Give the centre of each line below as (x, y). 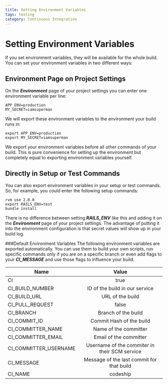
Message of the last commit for (120, 359)
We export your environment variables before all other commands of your (81, 147)
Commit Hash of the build (120, 320)
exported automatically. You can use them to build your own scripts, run (79, 248)
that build (120, 365)
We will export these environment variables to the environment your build (80, 119)
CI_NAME (19, 374)
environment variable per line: (36, 96)
